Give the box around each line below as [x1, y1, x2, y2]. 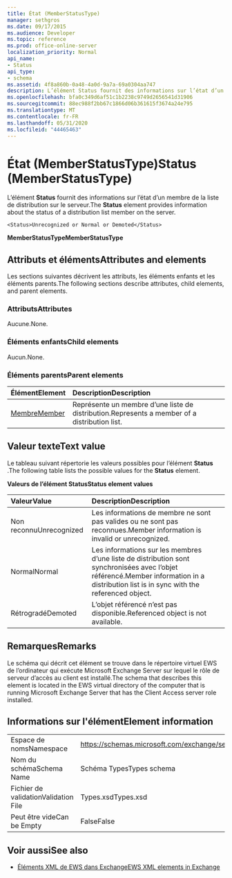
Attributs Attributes [7, 304, 72, 314]
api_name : [7, 55, 36, 62]
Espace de [10, 735, 45, 745]
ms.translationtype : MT [7, 107, 76, 114]
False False [80, 816, 115, 826]
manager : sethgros [7, 17, 60, 24]
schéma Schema [10, 764, 64, 773]
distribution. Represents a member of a [72, 409, 197, 418]
